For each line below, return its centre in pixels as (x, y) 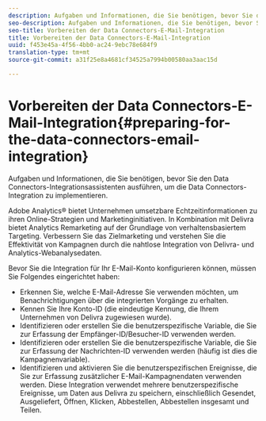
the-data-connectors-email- (104, 140)
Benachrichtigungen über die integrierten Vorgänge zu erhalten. (124, 300)
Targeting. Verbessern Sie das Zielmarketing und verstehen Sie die (117, 235)
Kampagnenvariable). (55, 359)
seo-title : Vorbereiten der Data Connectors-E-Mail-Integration (116, 30)
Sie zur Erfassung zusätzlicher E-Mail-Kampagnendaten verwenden (131, 376)
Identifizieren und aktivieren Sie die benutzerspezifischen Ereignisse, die (138, 367)
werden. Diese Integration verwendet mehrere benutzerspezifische (129, 385)
